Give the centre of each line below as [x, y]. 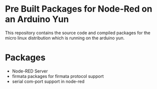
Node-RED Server [30, 71]
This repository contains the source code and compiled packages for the [78, 33]
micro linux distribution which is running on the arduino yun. [65, 38]
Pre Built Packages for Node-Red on [79, 9]
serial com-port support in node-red [48, 81]
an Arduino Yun [37, 19]
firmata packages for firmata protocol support [58, 76]
